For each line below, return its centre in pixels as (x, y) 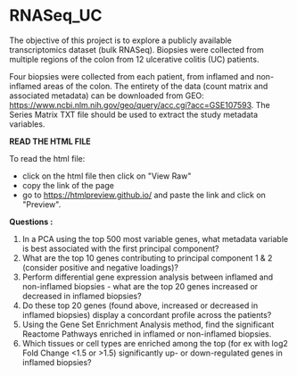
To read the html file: (47, 158)
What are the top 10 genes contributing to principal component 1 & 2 (147, 258)
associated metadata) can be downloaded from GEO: (107, 96)
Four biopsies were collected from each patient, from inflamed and (132, 76)
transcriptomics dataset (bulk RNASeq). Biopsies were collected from (137, 49)
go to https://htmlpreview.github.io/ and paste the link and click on (144, 195)
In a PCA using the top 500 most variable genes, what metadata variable (155, 238)
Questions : (31, 221)
